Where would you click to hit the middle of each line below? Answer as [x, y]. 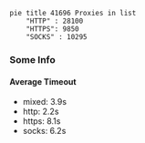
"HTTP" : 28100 [55, 21]
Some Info [33, 59]
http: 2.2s [41, 112]
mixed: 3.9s [44, 102]
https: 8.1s [41, 121]
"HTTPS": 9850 [52, 29]
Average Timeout [43, 81]
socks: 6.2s [44, 131]
